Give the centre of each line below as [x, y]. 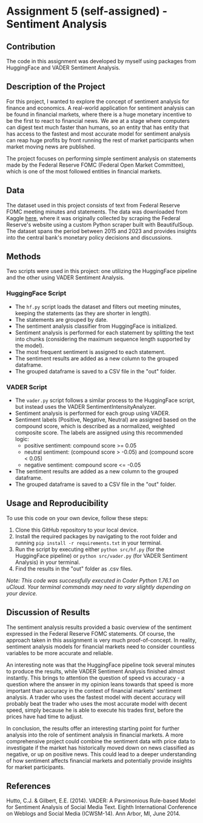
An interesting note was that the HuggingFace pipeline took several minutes [101, 665]
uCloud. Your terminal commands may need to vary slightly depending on [98, 587]
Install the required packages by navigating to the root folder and [96, 536]
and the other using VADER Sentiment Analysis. [65, 277]
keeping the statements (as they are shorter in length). [83, 313]
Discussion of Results [48, 613]
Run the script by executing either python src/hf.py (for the [90, 549]
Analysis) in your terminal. [48, 562]
